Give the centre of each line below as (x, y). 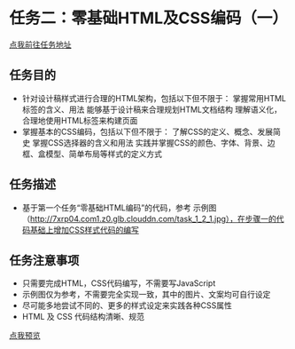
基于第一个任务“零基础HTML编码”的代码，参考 (107, 207)
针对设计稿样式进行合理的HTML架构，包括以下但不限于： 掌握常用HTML (154, 98)
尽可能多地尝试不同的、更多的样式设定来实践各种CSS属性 (127, 305)
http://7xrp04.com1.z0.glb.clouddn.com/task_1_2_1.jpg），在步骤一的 (153, 218)
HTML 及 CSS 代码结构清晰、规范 (83, 317)
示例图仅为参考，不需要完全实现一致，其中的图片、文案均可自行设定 (146, 295)
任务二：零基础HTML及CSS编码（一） (148, 18)
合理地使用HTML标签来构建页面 (80, 120)
